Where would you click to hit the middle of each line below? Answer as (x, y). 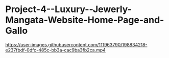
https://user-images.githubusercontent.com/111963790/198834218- (76, 44)
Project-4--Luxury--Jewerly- (68, 9)
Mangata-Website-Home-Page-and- (85, 20)
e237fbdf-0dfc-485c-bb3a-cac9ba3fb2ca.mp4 (56, 50)
